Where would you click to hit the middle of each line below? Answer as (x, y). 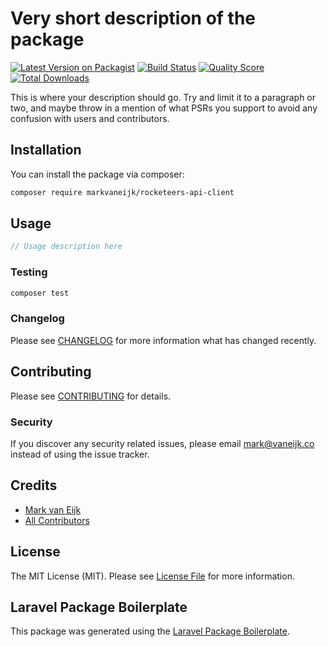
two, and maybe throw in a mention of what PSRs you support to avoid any (164, 108)
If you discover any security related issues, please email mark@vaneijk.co (162, 443)
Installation (46, 150)
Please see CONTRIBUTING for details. (91, 396)
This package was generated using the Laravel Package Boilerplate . (150, 631)
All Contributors (57, 520)
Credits (34, 485)
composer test (40, 293)
